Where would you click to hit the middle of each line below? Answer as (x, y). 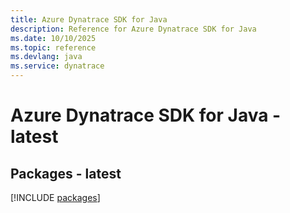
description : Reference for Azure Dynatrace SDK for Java (133, 29)
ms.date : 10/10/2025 (53, 38)
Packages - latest (66, 173)
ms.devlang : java (46, 57)
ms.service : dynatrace (57, 66)
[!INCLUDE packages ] (55, 197)
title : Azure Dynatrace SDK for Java (89, 19)
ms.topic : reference (53, 47)
